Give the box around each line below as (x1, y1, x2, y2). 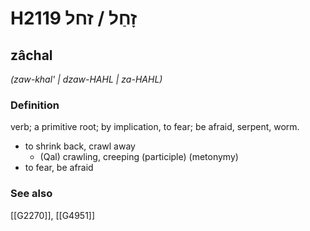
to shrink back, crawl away (24, 140, 136, 152)
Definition (10, 98, 60, 112)
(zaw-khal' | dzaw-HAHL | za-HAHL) (10, 73, 163, 85)
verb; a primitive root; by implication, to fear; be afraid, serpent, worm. (10, 121, 300, 133)
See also (10, 187, 53, 201)
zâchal (10, 47, 53, 64)
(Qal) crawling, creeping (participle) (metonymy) (39, 151, 239, 163)
